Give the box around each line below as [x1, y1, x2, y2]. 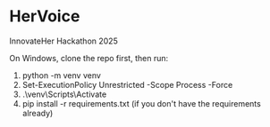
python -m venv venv [21, 69, 101, 81]
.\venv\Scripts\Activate [21, 89, 107, 99]
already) [21, 107, 54, 118]
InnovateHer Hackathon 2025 [9, 36, 118, 46]
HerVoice [9, 6, 80, 27]
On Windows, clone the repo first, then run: [9, 52, 168, 63]
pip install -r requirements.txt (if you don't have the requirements [21, 98, 261, 108]
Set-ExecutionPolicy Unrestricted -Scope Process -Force [21, 79, 233, 90]
